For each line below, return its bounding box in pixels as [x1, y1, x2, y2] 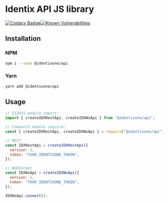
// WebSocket [5, 166, 32, 171]
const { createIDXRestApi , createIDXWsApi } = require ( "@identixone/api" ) [5, 129, 164, 134]
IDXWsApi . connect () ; [5, 193, 48, 198]
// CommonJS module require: [5, 125, 66, 130]
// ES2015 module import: [5, 111, 59, 116]
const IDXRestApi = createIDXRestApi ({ [5, 143, 88, 148]
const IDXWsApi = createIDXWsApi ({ [5, 171, 79, 176]
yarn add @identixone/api [5, 84, 59, 89]
